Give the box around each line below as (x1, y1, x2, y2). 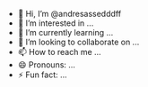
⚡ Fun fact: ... (17, 69, 67, 80)
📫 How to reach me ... (17, 47, 101, 57)
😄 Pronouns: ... (17, 59, 76, 70)
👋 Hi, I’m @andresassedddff (17, 9, 122, 19)
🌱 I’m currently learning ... (17, 28, 114, 37)
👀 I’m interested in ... (17, 18, 94, 28)
